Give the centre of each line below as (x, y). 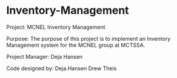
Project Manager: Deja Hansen (45, 56)
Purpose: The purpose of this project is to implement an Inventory (88, 38)
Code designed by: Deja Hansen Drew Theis (62, 68)
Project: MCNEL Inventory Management (56, 27)
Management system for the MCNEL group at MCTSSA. (76, 45)
